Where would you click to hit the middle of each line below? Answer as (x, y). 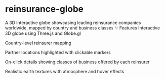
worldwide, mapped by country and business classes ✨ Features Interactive (82, 27)
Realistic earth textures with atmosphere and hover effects (65, 71)
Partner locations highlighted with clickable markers (58, 52)
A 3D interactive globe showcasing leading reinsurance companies (73, 23)
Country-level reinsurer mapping (38, 43)
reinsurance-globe (44, 9)
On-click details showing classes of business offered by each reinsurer (77, 62)
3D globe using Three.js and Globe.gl (43, 33)
